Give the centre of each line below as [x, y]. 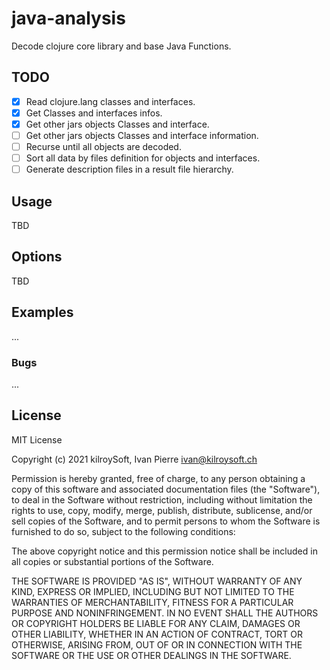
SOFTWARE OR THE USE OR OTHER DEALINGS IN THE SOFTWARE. [151, 655]
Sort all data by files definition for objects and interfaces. [143, 158]
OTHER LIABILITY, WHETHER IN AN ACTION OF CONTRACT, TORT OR [157, 634]
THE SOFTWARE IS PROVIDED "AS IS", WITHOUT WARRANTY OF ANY [157, 581]
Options [37, 257]
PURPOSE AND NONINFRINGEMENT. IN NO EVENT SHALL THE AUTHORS [165, 613]
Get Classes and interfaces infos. [94, 113]
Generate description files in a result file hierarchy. [129, 169]
